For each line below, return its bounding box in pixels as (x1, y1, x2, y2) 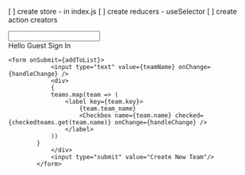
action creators (8, 15, 58, 25)
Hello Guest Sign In (8, 41, 71, 50)
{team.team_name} (78, 105, 136, 112)
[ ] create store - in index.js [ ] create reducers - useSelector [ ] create (8, 7, 238, 16)
